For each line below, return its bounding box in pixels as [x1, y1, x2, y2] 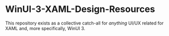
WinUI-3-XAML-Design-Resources [5, 3, 155, 15]
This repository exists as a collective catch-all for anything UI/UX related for [5, 20, 164, 26]
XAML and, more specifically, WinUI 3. [5, 25, 86, 31]
